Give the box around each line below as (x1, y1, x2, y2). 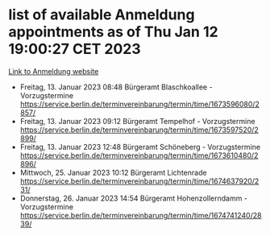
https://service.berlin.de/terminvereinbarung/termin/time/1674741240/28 (19, 210, 262, 220)
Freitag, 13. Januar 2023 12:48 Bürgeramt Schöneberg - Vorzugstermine (19, 142, 260, 151)
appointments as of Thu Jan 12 (8, 23, 219, 41)
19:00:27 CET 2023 (8, 40, 141, 58)
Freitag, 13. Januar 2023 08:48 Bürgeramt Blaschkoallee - (19, 82, 213, 92)
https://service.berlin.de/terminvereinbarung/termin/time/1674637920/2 (19, 176, 260, 186)
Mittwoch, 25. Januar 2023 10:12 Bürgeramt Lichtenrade (19, 168, 207, 177)
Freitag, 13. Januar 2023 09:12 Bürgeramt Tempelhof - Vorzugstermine (19, 116, 255, 126)
